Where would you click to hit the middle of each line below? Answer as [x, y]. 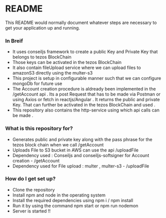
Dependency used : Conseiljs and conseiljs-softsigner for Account [81, 155]
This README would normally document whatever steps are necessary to [81, 22]
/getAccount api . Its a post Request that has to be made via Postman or [86, 94]
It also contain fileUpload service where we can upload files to [76, 67]
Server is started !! [31, 211]
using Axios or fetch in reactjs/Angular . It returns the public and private [86, 99]
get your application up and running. [42, 27]
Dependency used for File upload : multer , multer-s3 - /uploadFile [81, 166]
